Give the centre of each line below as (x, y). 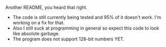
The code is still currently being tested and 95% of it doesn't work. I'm (87, 17)
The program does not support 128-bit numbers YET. (68, 39)
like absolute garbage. (36, 33)
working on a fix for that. (39, 23)
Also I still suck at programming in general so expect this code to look (86, 28)
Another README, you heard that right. (46, 7)
